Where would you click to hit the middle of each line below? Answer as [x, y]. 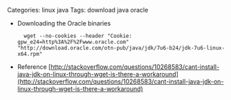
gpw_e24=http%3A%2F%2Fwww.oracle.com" [73, 42]
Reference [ [34, 67]
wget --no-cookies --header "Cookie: [78, 36]
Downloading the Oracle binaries [64, 23]
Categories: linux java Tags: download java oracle [78, 10]
